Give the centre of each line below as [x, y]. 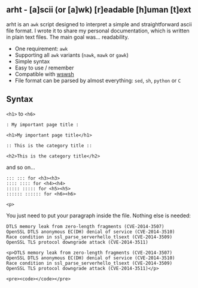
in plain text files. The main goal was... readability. [68, 37]
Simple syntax [32, 61]
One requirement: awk [41, 48]
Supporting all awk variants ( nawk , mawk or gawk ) [71, 55]
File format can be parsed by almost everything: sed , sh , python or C [98, 80]
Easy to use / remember [44, 68]
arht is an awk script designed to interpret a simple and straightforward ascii [99, 24]
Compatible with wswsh [44, 74]
